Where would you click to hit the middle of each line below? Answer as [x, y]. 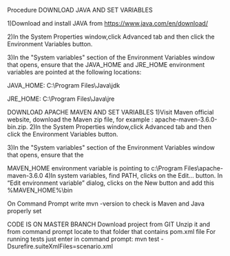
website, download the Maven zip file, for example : [80, 119]
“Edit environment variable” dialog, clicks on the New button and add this [111, 183]
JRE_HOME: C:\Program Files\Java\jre [61, 99]
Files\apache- [204, 168]
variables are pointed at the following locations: [74, 72]
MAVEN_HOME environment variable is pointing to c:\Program [95, 168]
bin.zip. [18, 127]
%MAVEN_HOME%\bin [40, 190]
